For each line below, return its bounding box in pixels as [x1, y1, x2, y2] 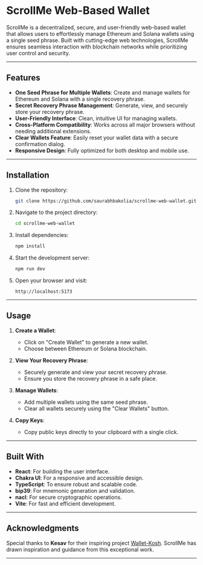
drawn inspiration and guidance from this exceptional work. [6, 546, 154, 553]
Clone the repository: [14, 186, 68, 193]
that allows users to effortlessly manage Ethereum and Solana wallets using [6, 30, 195, 37]
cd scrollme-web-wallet [14, 221, 76, 227]
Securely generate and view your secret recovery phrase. [24, 368, 168, 376]
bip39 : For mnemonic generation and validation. [14, 487, 135, 494]
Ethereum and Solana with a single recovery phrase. [14, 95, 145, 102]
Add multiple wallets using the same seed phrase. [24, 398, 148, 406]
